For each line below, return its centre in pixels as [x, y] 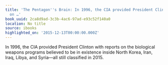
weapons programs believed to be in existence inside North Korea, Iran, [79, 52]
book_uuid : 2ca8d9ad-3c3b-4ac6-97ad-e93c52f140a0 [58, 19]
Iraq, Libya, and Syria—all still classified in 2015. [54, 57]
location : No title [25, 24]
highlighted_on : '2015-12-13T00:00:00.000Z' [52, 33]
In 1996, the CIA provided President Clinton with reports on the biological [80, 47]
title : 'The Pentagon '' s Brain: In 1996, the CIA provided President [79, 10]
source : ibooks [21, 28]
